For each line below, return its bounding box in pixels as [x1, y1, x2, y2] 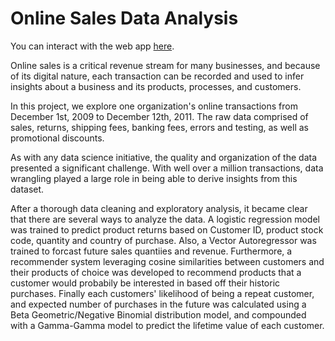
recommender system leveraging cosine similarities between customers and [10, 255, 325, 267]
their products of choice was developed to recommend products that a [10, 266, 302, 278]
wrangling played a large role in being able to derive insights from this [10, 172, 298, 184]
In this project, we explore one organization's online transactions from [10, 100, 298, 112]
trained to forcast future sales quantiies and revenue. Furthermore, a [10, 245, 293, 257]
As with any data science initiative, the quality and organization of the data [10, 151, 318, 163]
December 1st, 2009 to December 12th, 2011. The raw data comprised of [10, 110, 309, 122]
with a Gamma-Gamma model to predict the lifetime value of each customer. [10, 319, 325, 331]
